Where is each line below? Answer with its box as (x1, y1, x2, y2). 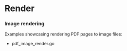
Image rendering (4, 20, 45, 27)
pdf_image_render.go (11, 41, 54, 47)
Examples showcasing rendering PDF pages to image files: (4, 31, 123, 37)
